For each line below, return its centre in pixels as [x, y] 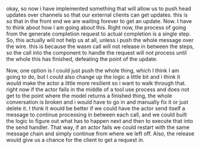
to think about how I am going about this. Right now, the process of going [96, 27]
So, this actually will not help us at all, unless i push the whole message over [100, 40]
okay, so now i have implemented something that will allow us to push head [99, 9]
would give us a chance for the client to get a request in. [76, 140]
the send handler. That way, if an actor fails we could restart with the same [98, 127]
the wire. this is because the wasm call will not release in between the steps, [100, 46]
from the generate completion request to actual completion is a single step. [99, 34]
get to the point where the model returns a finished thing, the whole [89, 96]
